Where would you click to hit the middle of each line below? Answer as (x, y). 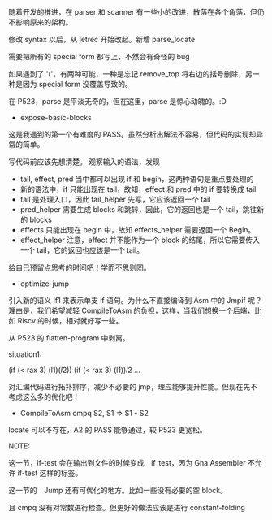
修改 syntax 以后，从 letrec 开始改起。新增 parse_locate (102, 39)
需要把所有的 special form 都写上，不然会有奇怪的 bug (99, 56)
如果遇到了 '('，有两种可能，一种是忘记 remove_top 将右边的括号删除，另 (131, 74)
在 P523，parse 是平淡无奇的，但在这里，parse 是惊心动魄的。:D (118, 101)
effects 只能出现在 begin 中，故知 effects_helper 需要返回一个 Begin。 (138, 230)
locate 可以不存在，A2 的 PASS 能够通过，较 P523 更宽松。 (108, 430)
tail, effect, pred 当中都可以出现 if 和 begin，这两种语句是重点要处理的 (137, 179)
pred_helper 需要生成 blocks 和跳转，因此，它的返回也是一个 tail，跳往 (138, 209)
